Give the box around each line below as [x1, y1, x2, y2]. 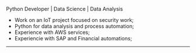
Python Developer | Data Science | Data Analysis [6, 6, 124, 12]
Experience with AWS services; [14, 29, 90, 36]
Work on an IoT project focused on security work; [14, 17, 134, 23]
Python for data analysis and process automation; [14, 23, 134, 29]
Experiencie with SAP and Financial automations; [14, 35, 132, 41]
